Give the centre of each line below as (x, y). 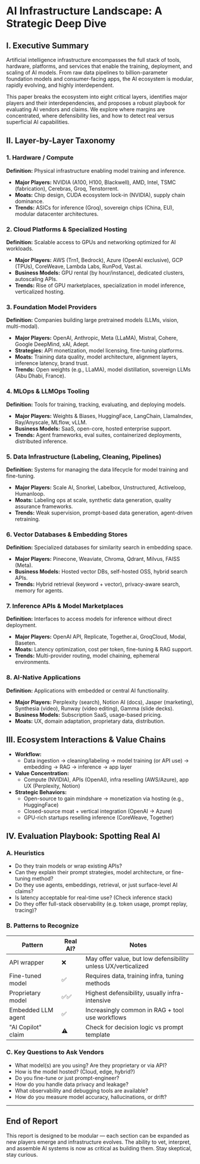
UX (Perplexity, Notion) (52, 786)
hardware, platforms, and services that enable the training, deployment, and (99, 66)
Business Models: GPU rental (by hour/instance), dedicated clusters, (99, 273)
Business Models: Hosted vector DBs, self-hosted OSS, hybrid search (101, 572)
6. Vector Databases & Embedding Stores (67, 534)
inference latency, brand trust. (52, 363)
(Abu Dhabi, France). (40, 376)
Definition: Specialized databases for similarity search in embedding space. (99, 547)
